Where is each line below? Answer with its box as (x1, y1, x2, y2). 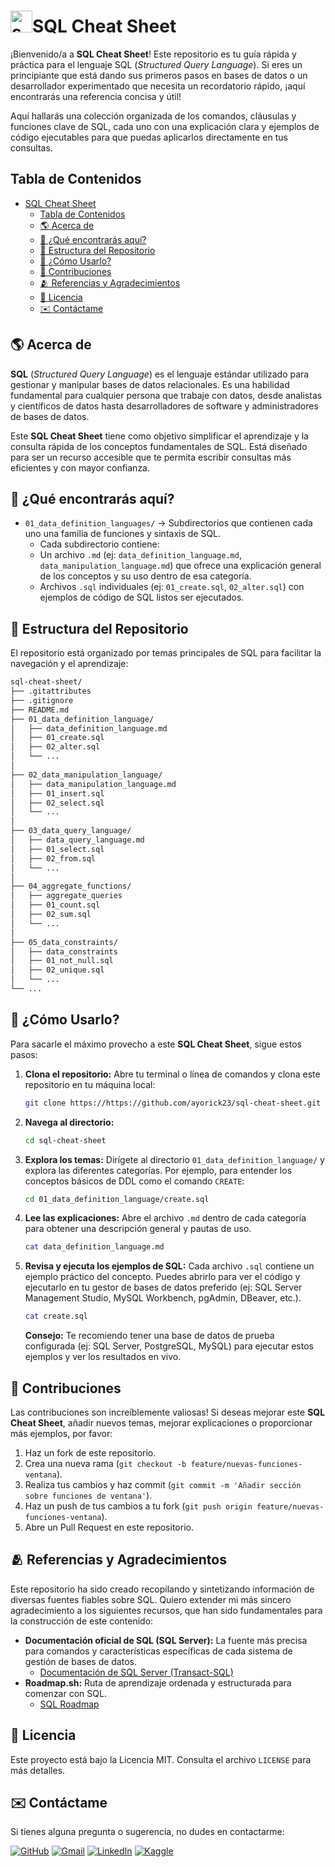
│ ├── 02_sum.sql (10, 910, 92, 920)
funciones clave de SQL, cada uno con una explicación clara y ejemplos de (10, 120, 320, 132)
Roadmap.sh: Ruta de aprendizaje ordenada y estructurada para (24, 1676, 292, 1689)
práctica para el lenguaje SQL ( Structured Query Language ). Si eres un (10, 58, 303, 70)
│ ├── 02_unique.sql (10, 965, 105, 975)
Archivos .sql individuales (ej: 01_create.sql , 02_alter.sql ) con (39, 581, 305, 593)
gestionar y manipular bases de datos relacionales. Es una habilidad (10, 378, 290, 390)
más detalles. (10, 1764, 66, 1776)
